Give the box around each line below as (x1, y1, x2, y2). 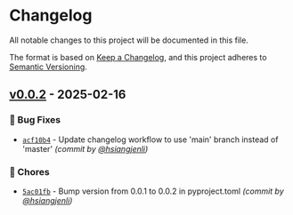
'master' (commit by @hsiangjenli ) (21, 143, 149, 154)
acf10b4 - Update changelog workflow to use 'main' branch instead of (21, 134, 279, 145)
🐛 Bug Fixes (9, 114, 61, 126)
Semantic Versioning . (9, 61, 87, 72)
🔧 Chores (9, 165, 51, 178)
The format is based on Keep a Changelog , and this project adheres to (9, 52, 267, 62)
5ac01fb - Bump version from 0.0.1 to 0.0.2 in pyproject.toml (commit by (21, 186, 285, 196)
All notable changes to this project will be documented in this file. (9, 35, 249, 45)
